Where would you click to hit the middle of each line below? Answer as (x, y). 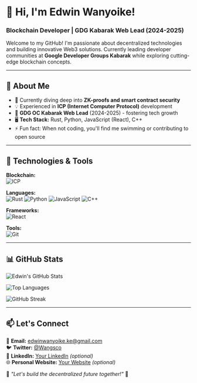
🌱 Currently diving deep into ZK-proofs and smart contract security (97, 100)
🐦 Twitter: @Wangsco (34, 347)
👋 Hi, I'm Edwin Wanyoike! (71, 12)
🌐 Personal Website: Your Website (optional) (61, 362)
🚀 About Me (28, 86)
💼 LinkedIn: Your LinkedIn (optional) (50, 356)
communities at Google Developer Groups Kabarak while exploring (88, 56)
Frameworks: (23, 211)
